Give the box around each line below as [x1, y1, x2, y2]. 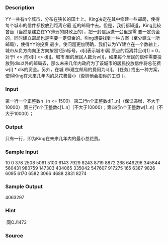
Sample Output [5, 183, 43, 190]
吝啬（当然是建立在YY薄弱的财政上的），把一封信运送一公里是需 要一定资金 [5, 29, 160, 35]
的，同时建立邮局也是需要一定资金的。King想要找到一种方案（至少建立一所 [5, 35, 160, 41]
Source [5, 232, 24, 239]
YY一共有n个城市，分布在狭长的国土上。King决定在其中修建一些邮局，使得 [5, 16, 160, 22]
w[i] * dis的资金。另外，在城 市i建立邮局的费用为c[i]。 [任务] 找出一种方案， [5, 67, 162, 73]
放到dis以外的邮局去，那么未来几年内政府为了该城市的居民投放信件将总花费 [5, 60, 161, 67]
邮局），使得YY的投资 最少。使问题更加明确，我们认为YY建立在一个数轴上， [5, 41, 162, 47]
